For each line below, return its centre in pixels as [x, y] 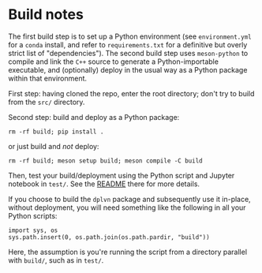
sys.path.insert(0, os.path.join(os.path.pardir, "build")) [109, 237]
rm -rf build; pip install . [56, 132]
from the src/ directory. [47, 102]
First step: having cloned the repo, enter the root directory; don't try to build [131, 93]
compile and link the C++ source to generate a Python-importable [114, 62]
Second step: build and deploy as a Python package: [94, 117]
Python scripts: [33, 215]
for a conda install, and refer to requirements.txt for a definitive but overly [128, 44]
